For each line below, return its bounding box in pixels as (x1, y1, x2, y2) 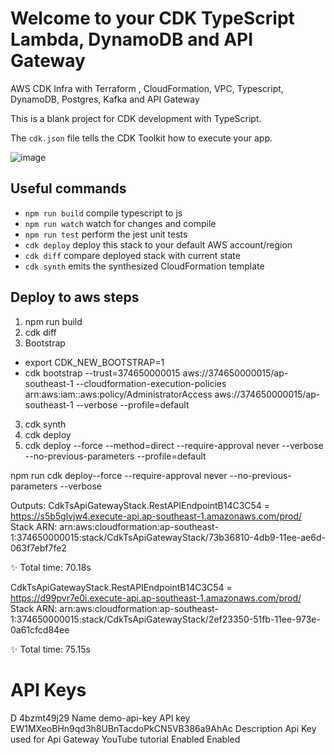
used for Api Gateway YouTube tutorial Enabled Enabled (10, 733, 241, 745)
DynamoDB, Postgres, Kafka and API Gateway (10, 93, 200, 105)
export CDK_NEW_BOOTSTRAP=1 (24, 356, 165, 368)
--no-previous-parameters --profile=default (24, 450, 207, 462)
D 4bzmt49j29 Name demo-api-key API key (10, 712, 191, 724)
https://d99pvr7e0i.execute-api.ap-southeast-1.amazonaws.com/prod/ (10, 592, 302, 604)
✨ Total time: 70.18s (10, 561, 92, 573)
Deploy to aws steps (10, 289, 140, 306)
